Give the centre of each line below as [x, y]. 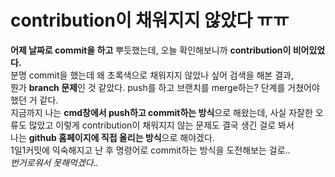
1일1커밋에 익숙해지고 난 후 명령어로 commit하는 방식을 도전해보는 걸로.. [150, 150]
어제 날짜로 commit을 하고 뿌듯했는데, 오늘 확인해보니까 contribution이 [151, 50]
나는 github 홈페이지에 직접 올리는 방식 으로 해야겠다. [112, 137]
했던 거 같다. [34, 100]
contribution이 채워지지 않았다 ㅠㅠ [150, 20]
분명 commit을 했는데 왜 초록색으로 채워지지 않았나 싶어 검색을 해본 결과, [152, 75]
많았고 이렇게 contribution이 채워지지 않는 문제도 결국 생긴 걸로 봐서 [161, 125]
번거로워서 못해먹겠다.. [54, 162]
